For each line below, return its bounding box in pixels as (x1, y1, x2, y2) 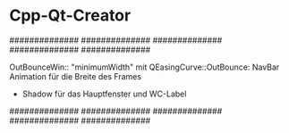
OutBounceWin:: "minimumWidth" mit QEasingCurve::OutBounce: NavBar (9, 62, 280, 72)
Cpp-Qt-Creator (9, 5, 132, 26)
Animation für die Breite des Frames (9, 71, 141, 81)
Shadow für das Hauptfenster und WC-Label (21, 88, 187, 99)
